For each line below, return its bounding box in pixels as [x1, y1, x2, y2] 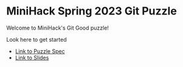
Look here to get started [6, 36, 67, 43]
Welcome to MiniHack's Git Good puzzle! [6, 24, 109, 31]
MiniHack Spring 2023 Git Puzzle [6, 4, 178, 18]
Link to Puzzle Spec [15, 47, 65, 55]
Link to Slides [15, 54, 49, 61]
